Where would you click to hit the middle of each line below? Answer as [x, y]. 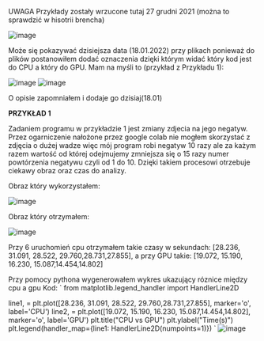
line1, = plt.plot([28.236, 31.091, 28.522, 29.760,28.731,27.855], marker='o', [130, 303]
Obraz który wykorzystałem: [54, 186]
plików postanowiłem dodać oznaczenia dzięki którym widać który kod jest [130, 59]
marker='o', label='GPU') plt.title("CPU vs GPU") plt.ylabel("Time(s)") [121, 320]
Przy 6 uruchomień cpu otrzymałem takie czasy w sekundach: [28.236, [124, 247]
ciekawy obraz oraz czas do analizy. [67, 170]
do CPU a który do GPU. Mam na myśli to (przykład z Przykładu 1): [116, 67]
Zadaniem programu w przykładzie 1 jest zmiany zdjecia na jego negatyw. [128, 129]
